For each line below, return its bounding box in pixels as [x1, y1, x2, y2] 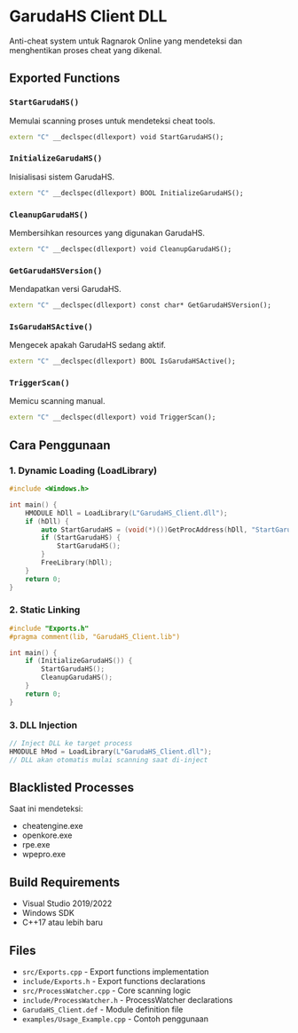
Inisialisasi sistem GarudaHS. [9, 171, 115, 182]
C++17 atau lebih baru [21, 917, 104, 928]
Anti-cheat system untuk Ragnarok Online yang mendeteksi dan [9, 35, 243, 46]
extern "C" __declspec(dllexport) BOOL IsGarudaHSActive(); [9, 357, 237, 366]
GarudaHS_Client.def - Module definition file [21, 1005, 184, 1015]
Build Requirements [9, 874, 121, 889]
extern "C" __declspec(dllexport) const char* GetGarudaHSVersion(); [9, 301, 272, 310]
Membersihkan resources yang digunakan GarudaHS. [9, 227, 206, 238]
